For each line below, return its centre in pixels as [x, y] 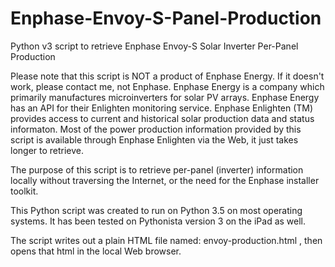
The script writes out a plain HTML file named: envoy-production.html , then [166, 240]
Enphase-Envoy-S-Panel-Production [166, 18]
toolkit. [24, 191]
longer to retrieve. [47, 150]
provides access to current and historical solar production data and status [162, 118]
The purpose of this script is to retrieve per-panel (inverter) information [157, 169]
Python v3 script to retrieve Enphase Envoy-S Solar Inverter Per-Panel [154, 46]
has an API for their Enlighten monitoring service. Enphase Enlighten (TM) [162, 108]
